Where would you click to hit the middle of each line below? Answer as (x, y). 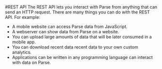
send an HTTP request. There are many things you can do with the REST (78, 12)
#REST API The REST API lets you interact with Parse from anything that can (81, 7)
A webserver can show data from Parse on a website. (65, 32)
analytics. (22, 52)
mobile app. (24, 42)
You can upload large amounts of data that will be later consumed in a (82, 37)
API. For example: (23, 17)
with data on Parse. (31, 62)
